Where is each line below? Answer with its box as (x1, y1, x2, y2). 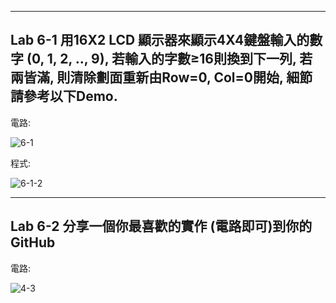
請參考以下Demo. (10, 88, 118, 105)
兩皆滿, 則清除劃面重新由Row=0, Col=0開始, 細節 (10, 69, 313, 86)
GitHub (10, 234, 56, 251)
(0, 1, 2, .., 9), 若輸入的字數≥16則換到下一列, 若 (26, 51, 313, 68)
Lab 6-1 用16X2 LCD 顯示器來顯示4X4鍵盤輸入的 (10, 32, 310, 49)
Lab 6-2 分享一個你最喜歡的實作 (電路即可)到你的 (10, 218, 313, 235)
